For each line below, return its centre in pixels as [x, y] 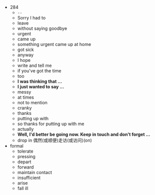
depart [24, 162]
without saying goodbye [42, 28]
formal [16, 146]
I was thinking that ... [40, 81]
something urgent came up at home [54, 44]
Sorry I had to [31, 18]
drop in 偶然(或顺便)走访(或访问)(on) [55, 140]
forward [25, 167]
